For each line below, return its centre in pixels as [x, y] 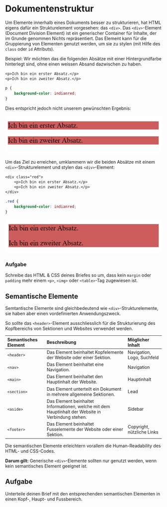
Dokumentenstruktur [49, 9]
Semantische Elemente [42, 296]
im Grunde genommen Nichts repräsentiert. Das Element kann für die [76, 38]
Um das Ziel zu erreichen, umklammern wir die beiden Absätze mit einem [80, 162]
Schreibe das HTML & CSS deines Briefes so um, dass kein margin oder [78, 275]
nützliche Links [143, 432]
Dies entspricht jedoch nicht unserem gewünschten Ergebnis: [68, 108]
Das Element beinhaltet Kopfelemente [85, 352]
